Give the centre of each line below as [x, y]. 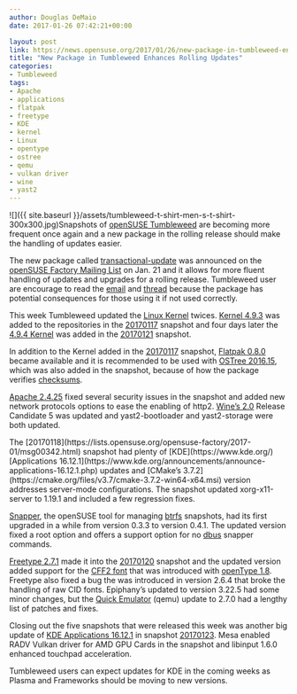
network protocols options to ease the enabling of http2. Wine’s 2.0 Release [147, 406]
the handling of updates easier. [65, 244]
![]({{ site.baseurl [40, 215]
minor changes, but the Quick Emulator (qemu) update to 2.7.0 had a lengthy [148, 599]
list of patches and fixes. [54, 609]
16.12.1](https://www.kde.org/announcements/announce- [162, 461]
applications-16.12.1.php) [54, 471]
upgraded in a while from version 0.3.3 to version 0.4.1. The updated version [148, 526]
